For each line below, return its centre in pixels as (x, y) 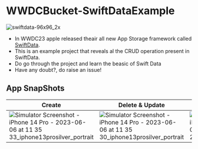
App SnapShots (35, 89)
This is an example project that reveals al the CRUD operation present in (102, 51)
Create (51, 105)
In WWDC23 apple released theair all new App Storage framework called (103, 38)
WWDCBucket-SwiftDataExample (90, 11)
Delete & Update (141, 105)
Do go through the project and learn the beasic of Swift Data (88, 64)
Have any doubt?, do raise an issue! (58, 69)
